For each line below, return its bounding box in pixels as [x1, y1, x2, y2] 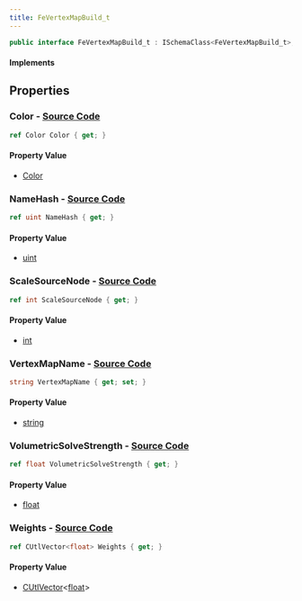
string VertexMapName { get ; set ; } [9, 377, 147, 387]
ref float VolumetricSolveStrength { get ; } [9, 460, 179, 469]
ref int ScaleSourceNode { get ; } [9, 295, 139, 304]
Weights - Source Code [9, 522, 113, 534]
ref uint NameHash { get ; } [9, 213, 115, 222]
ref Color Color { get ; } [9, 130, 106, 139]
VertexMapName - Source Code [9, 357, 152, 370]
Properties [9, 83, 70, 99]
